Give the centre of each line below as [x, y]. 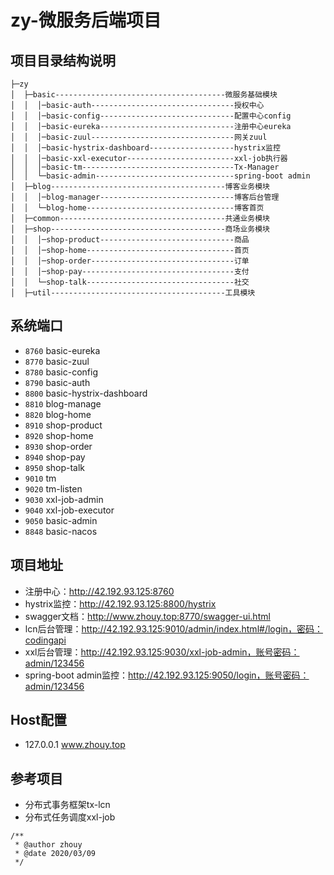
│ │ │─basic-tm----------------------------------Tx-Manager [145, 167]
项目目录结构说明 [63, 60]
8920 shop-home [59, 435]
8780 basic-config [61, 372]
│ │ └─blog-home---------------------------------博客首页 [137, 208]
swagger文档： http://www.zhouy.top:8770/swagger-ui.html [147, 616]
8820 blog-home [58, 414]
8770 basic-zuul [57, 361]
